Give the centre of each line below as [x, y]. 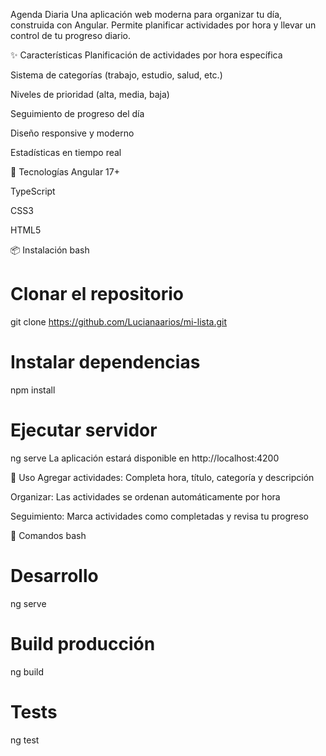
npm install [33, 390]
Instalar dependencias [105, 362]
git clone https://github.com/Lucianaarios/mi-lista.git [119, 321]
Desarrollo [54, 576]
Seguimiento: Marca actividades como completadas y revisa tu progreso [159, 516]
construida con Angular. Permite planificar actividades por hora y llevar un [163, 25]
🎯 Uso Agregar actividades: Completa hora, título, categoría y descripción [162, 477]
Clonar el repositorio [97, 294]
